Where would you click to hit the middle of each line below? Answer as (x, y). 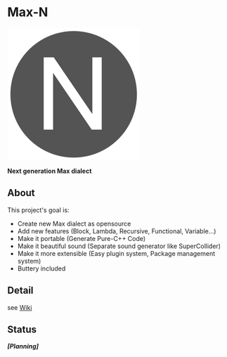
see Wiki (20, 307)
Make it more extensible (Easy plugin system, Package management (116, 253)
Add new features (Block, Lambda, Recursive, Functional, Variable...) (117, 231)
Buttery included (41, 268)
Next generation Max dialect (50, 171)
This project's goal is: (38, 210)
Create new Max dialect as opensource (74, 223)
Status (22, 329)
